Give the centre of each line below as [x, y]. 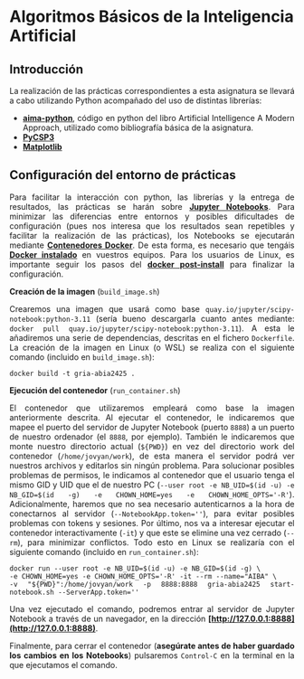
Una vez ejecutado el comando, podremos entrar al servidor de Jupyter [152, 608]
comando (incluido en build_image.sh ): [82, 357]
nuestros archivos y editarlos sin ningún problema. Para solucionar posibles [152, 465]
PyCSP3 [38, 137]
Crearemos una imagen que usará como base [105, 308]
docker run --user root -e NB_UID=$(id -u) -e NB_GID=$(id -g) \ [135, 568]
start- [282, 584]
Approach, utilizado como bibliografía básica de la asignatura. [138, 127]
